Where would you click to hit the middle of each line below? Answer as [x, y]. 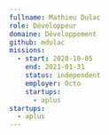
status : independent [63, 75]
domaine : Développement [53, 34]
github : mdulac [37, 42]
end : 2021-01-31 [55, 67]
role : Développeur [43, 26]
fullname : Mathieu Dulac [55, 17]
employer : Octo [53, 83]
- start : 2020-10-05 [55, 59]
